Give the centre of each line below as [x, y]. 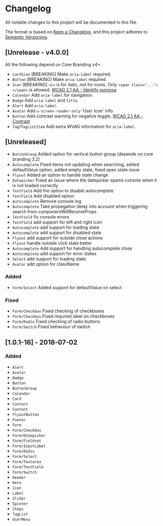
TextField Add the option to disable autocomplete [63, 190]
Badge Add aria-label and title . [45, 100]
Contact [20, 404]
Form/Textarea [27, 462]
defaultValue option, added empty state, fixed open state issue [76, 169]
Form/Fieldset [27, 441]
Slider [19, 498]
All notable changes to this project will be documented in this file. [71, 22]
